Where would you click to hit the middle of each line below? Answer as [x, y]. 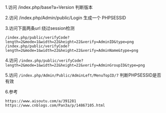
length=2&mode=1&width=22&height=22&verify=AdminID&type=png [70, 42]
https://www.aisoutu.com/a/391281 [41, 101]
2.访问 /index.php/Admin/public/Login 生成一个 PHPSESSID [66, 18]
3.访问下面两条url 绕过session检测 [40, 28]
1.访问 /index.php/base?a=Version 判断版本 [49, 7]
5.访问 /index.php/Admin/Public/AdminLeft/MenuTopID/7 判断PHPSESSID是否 [83, 75]
